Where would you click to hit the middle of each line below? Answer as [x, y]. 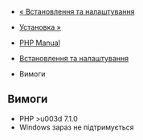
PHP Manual [40, 43]
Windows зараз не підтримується [76, 127]
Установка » [40, 27]
